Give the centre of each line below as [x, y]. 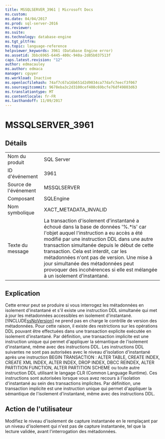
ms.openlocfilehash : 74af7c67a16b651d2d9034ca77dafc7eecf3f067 [71, 82]
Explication [23, 293]
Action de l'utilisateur [39, 409]
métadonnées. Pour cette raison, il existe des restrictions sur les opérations [82, 326]
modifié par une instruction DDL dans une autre [98, 239]
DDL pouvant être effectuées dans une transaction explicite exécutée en [78, 331]
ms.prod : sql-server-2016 [31, 23]
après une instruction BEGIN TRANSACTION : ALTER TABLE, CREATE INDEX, [82, 357]
